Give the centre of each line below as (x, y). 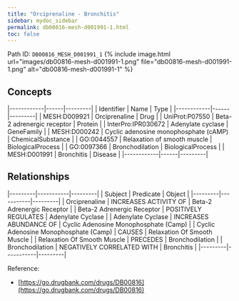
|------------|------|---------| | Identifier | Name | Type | (90, 109)
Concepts (30, 92)
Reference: (24, 268)
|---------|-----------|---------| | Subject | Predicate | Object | (98, 194)
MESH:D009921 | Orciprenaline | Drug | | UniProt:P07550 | (128, 117)
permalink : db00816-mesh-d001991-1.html (68, 27)
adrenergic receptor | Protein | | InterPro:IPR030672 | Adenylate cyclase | (121, 124)
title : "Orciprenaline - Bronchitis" (63, 14)
